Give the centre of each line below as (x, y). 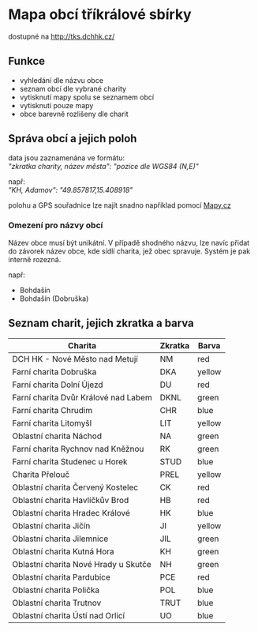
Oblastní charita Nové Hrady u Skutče (82, 564)
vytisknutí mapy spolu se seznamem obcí (87, 97)
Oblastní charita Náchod (57, 436)
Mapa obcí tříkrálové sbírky (100, 15)
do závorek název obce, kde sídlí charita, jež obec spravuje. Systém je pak (129, 251)
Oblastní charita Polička (56, 590)
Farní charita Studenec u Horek (70, 461)
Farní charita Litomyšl (52, 423)
